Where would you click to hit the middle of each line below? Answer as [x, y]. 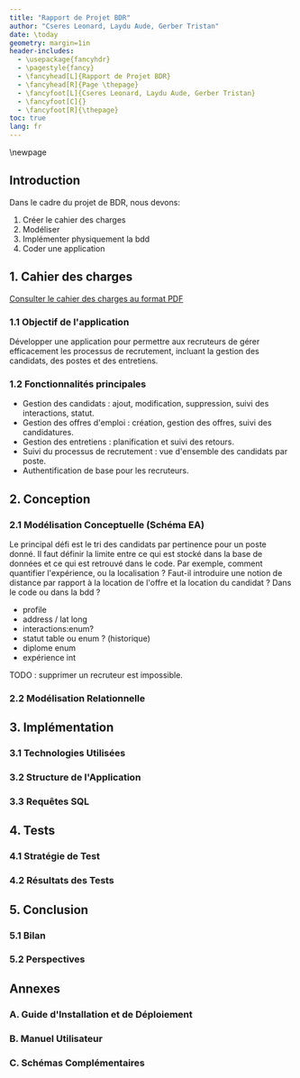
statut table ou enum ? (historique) [86, 638]
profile [34, 609]
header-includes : [42, 51]
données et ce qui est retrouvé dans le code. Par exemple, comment [136, 563]
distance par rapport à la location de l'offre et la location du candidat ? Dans [150, 582]
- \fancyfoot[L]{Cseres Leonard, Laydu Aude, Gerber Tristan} [136, 93]
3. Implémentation [62, 728]
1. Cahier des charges [71, 277]
